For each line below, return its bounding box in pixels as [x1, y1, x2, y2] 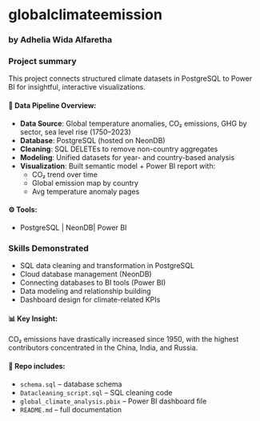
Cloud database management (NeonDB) [19, 270, 152, 279]
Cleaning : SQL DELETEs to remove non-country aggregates [19, 144, 218, 154]
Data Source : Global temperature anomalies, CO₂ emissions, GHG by [19, 118, 247, 128]
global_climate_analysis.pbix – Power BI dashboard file [19, 396, 207, 406]
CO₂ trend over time [31, 170, 98, 179]
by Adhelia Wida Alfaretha [8, 34, 113, 46]
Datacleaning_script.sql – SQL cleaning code [19, 387, 174, 397]
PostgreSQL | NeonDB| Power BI [19, 223, 127, 232]
